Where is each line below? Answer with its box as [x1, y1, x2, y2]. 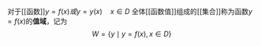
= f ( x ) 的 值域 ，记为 [7, 16, 68, 26]
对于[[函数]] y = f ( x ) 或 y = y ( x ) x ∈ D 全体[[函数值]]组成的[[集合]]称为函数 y [7, 7, 253, 16]
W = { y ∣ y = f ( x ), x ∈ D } [91, 30, 172, 38]
